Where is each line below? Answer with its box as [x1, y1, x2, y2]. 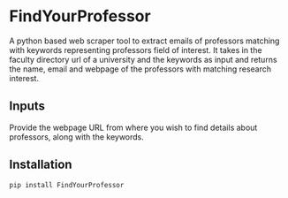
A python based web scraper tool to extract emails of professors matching [9, 35, 280, 46]
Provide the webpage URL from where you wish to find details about [9, 122, 258, 133]
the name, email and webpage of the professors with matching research [9, 64, 272, 74]
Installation [9, 157, 72, 172]
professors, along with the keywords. [9, 131, 144, 142]
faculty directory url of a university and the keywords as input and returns [9, 54, 277, 65]
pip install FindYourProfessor [9, 180, 125, 189]
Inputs [9, 99, 46, 114]
